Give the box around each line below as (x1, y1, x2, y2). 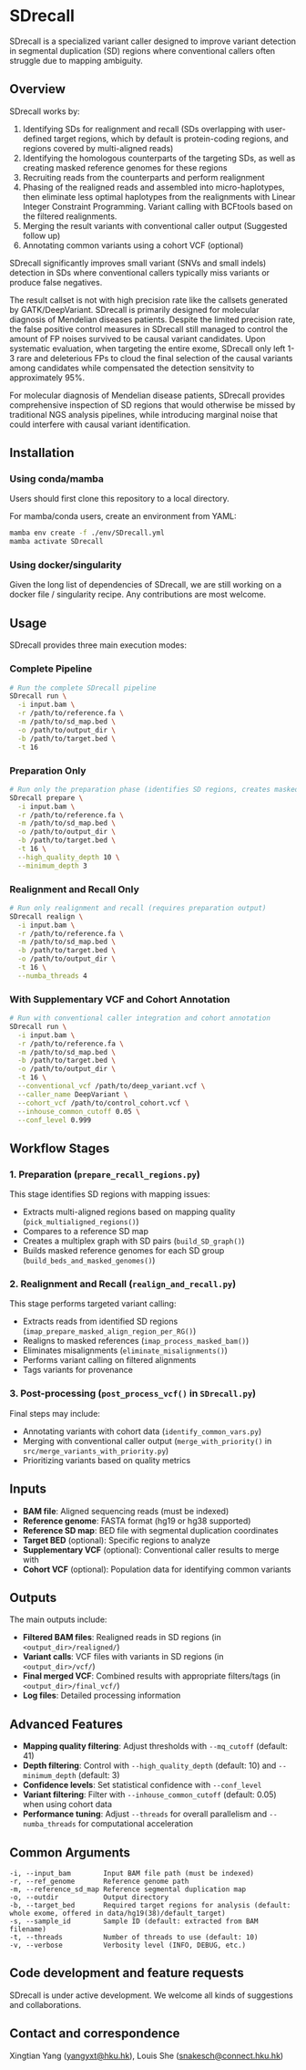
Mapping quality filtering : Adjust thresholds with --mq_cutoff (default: (22, 1741, 289, 1752)
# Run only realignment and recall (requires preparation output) (9, 903, 267, 912)
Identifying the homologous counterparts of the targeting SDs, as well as (22, 152, 296, 163)
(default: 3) (77, 1770, 120, 1781)
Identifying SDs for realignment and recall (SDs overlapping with (22, 123, 264, 134)
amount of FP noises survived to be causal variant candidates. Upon (9, 333, 266, 344)
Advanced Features (9, 1716, 124, 1732)
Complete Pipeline (9, 662, 93, 675)
